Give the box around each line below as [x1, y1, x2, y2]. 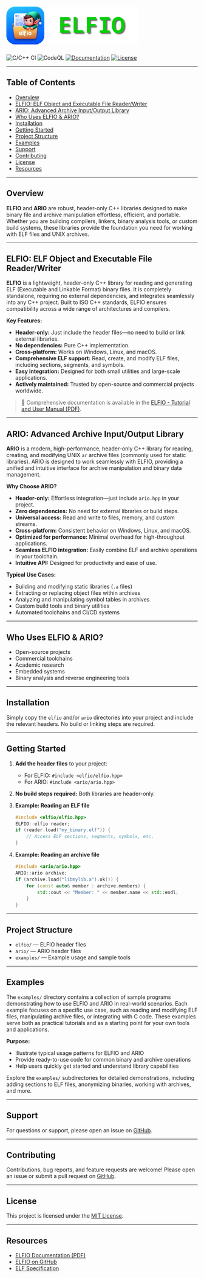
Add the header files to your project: [15, 759, 107, 767]
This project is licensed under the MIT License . [6, 1212, 124, 1219]
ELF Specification [15, 1265, 59, 1272]
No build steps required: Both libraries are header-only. [15, 790, 155, 797]
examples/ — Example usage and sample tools [15, 954, 131, 961]
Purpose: [6, 1037, 30, 1045]
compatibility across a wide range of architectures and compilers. [6, 305, 171, 313]
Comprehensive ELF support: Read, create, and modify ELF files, [15, 355, 180, 362]
